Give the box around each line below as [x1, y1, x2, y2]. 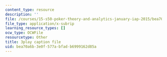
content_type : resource [5, 7, 55, 12]
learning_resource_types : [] [5, 26, 66, 31]
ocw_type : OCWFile [5, 30, 43, 35]
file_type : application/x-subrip [5, 21, 75, 26]
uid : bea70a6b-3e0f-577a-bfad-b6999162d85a [5, 44, 97, 49]
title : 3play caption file [5, 40, 61, 45]
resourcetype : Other [5, 35, 48, 40]
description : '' [5, 12, 39, 17]
